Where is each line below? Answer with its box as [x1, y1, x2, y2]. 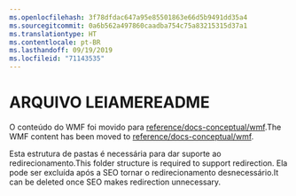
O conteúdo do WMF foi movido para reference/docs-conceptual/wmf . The [9, 122, 282, 132]
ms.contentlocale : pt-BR [9, 37, 101, 47]
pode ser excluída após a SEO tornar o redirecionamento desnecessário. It [9, 167, 279, 177]
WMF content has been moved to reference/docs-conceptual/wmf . [9, 130, 254, 142]
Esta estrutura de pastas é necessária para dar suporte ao [9, 148, 222, 159]
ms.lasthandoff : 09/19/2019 [9, 46, 113, 55]
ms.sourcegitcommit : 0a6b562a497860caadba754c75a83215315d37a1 [9, 21, 248, 30]
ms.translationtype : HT [9, 29, 97, 38]
